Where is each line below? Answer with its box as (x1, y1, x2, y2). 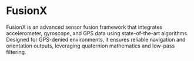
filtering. (6, 48, 26, 55)
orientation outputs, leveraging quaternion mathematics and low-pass (6, 42, 175, 49)
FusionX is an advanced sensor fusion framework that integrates (6, 23, 163, 30)
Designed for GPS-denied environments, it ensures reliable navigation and (6, 36, 186, 43)
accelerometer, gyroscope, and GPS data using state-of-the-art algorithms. (6, 29, 189, 36)
